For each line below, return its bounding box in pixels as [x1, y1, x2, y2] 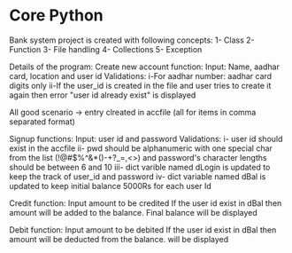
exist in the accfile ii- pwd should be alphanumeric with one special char [9, 143, 273, 154]
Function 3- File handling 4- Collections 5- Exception [9, 43, 203, 54]
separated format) [9, 116, 75, 127]
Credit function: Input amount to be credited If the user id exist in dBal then [9, 197, 282, 209]
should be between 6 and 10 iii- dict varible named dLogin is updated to [9, 162, 271, 172]
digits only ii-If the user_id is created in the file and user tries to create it [9, 80, 272, 91]
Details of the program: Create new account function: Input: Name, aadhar [9, 61, 280, 72]
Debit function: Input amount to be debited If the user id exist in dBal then [9, 224, 277, 235]
